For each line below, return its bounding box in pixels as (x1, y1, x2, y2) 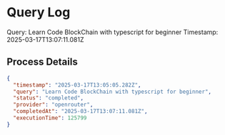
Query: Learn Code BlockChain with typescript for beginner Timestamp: (6, 28, 219, 36)
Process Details (6, 56, 78, 68)
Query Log (6, 4, 71, 21)
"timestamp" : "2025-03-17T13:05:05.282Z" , (13, 81, 141, 89)
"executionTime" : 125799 (13, 114, 87, 121)
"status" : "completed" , (13, 94, 84, 102)
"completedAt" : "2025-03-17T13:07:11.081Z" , (13, 108, 148, 115)
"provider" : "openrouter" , (13, 101, 94, 109)
